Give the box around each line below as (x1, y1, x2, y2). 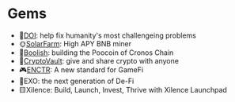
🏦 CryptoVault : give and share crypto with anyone (18, 56, 180, 65)
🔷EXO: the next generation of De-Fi (18, 76, 135, 86)
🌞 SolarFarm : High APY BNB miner (18, 38, 132, 48)
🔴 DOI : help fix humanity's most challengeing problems (18, 31, 197, 40)
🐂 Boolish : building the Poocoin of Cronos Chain (18, 48, 174, 57)
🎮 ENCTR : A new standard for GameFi (18, 64, 144, 75)
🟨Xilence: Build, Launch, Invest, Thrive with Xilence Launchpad (18, 85, 227, 94)
